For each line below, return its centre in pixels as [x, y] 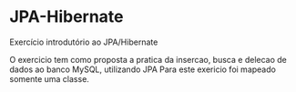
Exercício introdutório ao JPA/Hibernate [84, 42]
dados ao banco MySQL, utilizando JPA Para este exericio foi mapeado [143, 69]
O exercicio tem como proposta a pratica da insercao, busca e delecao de [148, 59]
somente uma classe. [49, 78]
